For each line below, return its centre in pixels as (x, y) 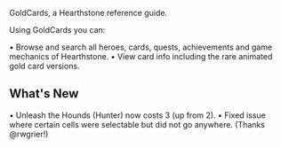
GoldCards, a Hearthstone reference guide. (88, 13)
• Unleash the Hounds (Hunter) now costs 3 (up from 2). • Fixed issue (138, 115)
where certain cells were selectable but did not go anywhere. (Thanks (137, 124)
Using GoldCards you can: (57, 30)
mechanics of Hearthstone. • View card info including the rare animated (141, 56)
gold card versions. (44, 66)
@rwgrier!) (29, 134)
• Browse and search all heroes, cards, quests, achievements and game (141, 47)
